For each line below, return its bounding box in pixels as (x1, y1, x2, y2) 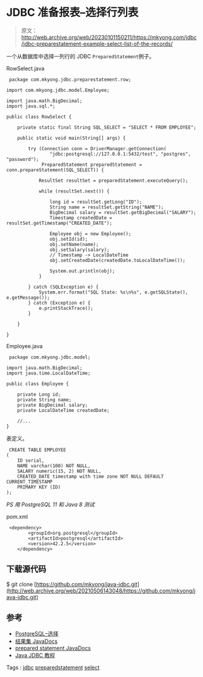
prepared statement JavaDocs (15, 644, 91, 651)
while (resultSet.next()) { (38, 188, 110, 194)
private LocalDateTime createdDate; (17, 407, 110, 413)
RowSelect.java (6, 64, 45, 72)
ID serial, (17, 457, 45, 464)
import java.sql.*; (6, 103, 56, 109)
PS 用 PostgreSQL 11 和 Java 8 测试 (6, 501, 95, 508)
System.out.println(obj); (49, 268, 115, 274)
